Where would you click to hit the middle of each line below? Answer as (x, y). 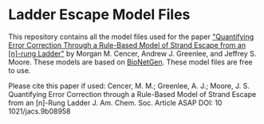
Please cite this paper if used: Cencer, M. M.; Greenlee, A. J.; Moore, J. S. (129, 86)
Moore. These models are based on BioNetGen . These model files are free (130, 62)
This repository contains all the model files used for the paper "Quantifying (131, 37)
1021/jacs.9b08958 (39, 111)
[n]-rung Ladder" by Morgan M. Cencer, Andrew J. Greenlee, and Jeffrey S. (132, 53)
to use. (20, 70)
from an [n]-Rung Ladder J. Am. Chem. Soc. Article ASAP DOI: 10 (115, 103)
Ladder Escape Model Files (99, 15)
